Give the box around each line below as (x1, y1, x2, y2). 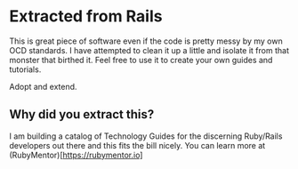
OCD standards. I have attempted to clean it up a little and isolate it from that (9, 44, 289, 55)
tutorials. (9, 64, 42, 75)
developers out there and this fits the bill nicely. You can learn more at (9, 140, 266, 150)
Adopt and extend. (9, 81, 77, 92)
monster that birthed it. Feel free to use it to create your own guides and (9, 54, 273, 65)
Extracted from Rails (9, 6, 163, 27)
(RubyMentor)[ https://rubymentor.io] (9, 149, 143, 160)
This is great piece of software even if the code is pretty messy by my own (9, 36, 283, 46)
